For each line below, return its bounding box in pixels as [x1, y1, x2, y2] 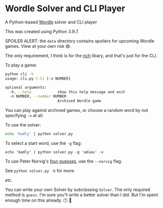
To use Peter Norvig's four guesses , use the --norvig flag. [5, 158, 122, 164]
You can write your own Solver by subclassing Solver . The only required [5, 187, 150, 193]
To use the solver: [5, 122, 41, 128]
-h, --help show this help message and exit [9, 89, 125, 94]
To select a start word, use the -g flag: [5, 140, 82, 146]
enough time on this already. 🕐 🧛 [5, 197, 72, 203]
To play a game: [5, 62, 38, 68]
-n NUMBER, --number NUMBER [9, 94, 67, 99]
